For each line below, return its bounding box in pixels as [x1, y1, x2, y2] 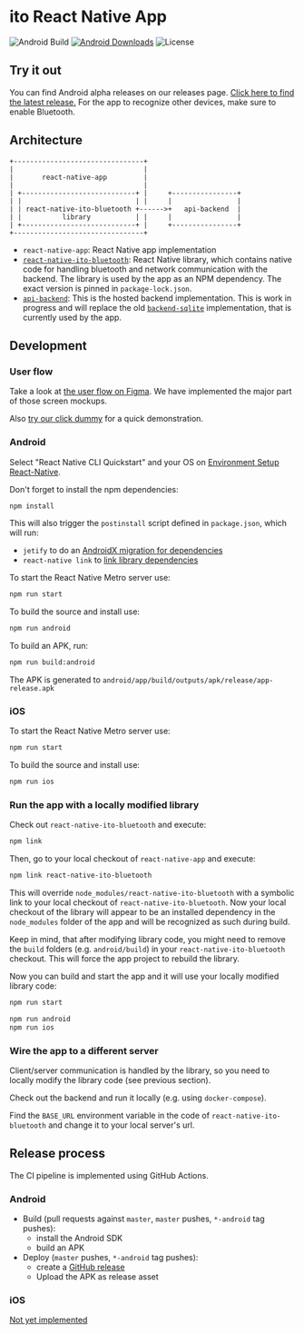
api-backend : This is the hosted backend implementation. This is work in [22, 293, 292, 304]
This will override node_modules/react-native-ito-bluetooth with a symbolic [9, 888, 295, 899]
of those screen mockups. [9, 395, 107, 406]
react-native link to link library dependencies [22, 554, 199, 565]
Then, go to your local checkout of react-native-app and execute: [9, 853, 256, 864]
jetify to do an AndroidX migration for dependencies [22, 545, 223, 556]
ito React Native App [9, 6, 168, 27]
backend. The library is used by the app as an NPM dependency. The [22, 273, 282, 284]
